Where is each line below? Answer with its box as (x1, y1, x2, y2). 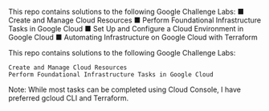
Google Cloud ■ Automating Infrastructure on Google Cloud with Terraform (8, 32, 259, 42)
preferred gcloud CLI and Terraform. (8, 93, 129, 103)
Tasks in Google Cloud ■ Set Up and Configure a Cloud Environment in (8, 24, 244, 33)
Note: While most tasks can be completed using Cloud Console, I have (8, 84, 241, 94)
